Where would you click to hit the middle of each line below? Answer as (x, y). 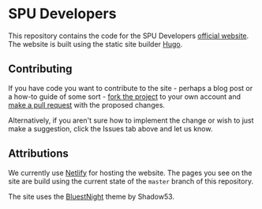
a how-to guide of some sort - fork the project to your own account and (125, 97)
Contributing (40, 69)
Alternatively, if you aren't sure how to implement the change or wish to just (131, 120)
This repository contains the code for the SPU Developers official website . (129, 36)
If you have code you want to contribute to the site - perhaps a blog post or (131, 88)
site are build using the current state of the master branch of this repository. (131, 181)
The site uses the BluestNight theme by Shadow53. (92, 196)
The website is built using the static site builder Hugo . (95, 44)
